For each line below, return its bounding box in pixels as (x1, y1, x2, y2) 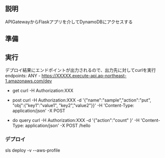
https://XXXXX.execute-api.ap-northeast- (41, 73, 127, 79)
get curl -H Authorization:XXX (12, 88, 73, 94)
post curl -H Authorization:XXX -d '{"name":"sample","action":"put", (12, 97, 152, 103)
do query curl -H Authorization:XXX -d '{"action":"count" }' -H (12, 117, 140, 123)
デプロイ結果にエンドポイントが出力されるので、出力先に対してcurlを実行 (5, 67, 156, 73)
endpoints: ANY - (5, 73, 41, 79)
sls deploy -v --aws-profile (5, 148, 60, 154)
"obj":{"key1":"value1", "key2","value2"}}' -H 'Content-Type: (12, 103, 135, 108)
